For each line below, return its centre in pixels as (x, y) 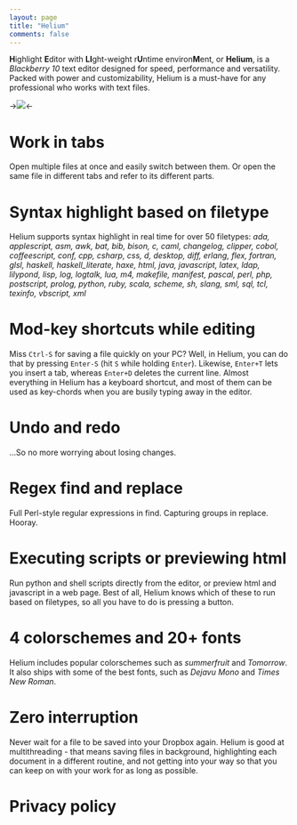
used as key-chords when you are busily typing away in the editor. (131, 392)
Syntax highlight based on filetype (139, 212)
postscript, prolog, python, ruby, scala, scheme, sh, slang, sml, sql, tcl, (139, 284)
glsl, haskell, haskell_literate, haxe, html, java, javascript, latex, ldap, (135, 265)
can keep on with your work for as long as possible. (104, 770)
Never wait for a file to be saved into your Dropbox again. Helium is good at (147, 742)
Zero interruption (74, 718)
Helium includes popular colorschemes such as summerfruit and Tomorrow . (148, 662)
